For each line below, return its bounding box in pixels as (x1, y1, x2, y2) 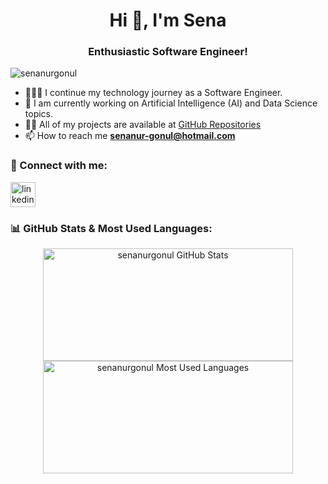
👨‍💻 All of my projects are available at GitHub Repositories (24, 119, 262, 131)
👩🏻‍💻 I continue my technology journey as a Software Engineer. (24, 87, 283, 99)
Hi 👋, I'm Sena (109, 9, 227, 32)
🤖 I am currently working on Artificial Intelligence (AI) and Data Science (24, 97, 318, 109)
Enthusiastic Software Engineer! (88, 45, 248, 59)
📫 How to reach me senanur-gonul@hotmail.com (24, 130, 236, 142)
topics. (24, 108, 54, 120)
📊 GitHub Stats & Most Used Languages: (10, 221, 213, 235)
